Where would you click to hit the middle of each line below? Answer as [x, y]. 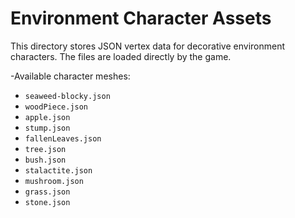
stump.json [47, 128]
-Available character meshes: [70, 76]
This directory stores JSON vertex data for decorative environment [148, 46]
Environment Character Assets [141, 18]
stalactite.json [58, 170]
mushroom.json [54, 181]
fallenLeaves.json [63, 138]
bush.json [45, 160]
